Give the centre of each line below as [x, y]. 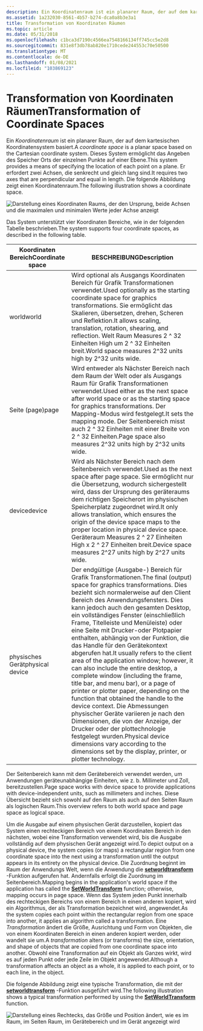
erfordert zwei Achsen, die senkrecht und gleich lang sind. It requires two [97, 173]
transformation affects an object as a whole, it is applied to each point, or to [100, 966]
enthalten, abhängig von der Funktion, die [130, 638]
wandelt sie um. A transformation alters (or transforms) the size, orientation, [100, 940]
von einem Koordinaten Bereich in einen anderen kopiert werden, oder [94, 934]
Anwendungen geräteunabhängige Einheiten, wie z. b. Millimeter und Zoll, [98, 781]
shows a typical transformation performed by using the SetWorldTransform [101, 997]
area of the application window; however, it [132, 661]
